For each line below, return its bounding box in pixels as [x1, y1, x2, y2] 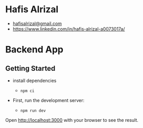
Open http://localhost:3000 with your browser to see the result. [5, 117, 139, 123]
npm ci [20, 88, 35, 93]
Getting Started [5, 64, 56, 72]
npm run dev [20, 108, 46, 113]
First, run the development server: [12, 97, 85, 103]
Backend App [5, 44, 64, 56]
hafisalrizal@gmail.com [12, 20, 62, 27]
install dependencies [12, 78, 57, 84]
